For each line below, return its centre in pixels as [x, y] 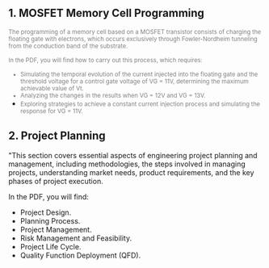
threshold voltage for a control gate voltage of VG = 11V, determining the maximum [134, 81]
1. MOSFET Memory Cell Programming [106, 13]
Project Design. [46, 212]
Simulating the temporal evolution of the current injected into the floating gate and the [139, 74]
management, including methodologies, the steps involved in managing [127, 164]
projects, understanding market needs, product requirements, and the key [131, 172]
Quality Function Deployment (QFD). [80, 255]
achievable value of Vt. [52, 88]
